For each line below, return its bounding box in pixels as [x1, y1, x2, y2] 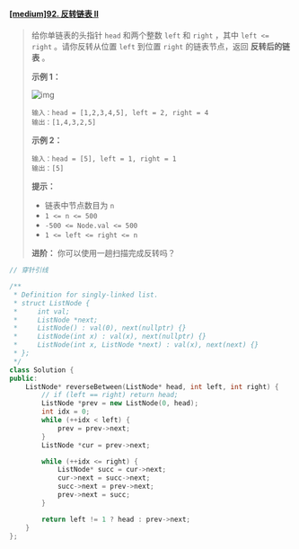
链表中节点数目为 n [44, 200, 115, 211]
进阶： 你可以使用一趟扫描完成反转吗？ [31, 248, 176, 259]
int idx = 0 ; [41, 407, 91, 417]
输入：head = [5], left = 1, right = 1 [31, 155, 177, 164]
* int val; [13, 306, 70, 316]
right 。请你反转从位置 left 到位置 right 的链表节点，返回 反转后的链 [31, 41, 290, 52]
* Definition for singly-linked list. [13, 290, 159, 299]
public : [9, 374, 39, 383]
